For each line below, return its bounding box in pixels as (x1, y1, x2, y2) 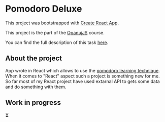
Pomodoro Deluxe (5, 3, 82, 15)
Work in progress (5, 98, 61, 107)
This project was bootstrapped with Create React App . (5, 20, 119, 26)
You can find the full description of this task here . (5, 39, 109, 46)
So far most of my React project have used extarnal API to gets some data (5, 78, 160, 84)
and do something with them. (5, 84, 67, 90)
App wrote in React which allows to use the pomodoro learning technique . (5, 67, 160, 73)
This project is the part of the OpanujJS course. (5, 29, 105, 35)
